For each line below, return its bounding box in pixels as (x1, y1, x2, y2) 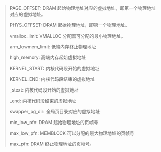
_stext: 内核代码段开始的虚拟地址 (9, 87, 79, 93)
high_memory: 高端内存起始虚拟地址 (9, 54, 86, 60)
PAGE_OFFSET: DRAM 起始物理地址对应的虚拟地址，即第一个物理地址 (9, 5, 156, 11)
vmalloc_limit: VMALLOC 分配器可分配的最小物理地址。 (9, 33, 126, 39)
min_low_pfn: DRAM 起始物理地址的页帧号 (9, 119, 98, 125)
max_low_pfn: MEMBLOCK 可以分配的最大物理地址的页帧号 (9, 130, 134, 136)
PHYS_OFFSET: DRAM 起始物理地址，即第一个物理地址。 (9, 22, 130, 28)
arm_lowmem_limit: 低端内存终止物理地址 (9, 44, 97, 50)
